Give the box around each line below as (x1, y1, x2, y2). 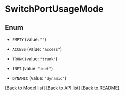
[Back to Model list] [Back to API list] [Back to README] (5, 85, 120, 91)
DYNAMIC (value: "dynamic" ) (12, 75, 66, 81)
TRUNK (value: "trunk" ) (12, 56, 58, 62)
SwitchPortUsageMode (5, 3, 104, 15)
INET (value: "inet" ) (12, 66, 53, 71)
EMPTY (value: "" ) (12, 36, 46, 42)
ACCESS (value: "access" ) (12, 46, 62, 52)
